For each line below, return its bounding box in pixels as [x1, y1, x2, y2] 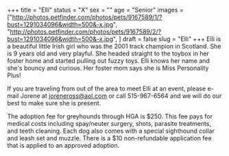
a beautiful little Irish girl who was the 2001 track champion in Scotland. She [7, 42, 221, 50]
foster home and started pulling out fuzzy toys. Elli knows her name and [7, 57, 210, 64]
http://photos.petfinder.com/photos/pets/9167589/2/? [10, 27, 162, 36]
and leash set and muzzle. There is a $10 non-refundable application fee [7, 134, 212, 142]
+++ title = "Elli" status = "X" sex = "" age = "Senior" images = [7, 6, 184, 14]
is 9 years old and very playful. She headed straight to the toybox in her [7, 49, 209, 57]
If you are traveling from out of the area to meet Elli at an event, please [7, 85, 206, 92]
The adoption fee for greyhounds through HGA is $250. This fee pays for [7, 112, 213, 120]
